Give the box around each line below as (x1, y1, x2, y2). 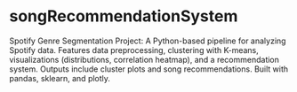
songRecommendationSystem (9, 6, 238, 27)
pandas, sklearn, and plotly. (9, 73, 111, 83)
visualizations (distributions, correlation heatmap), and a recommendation (9, 54, 280, 65)
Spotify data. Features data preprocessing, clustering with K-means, (9, 44, 260, 55)
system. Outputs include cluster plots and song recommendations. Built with (9, 64, 289, 74)
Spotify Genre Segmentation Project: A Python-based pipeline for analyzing (9, 35, 286, 46)
